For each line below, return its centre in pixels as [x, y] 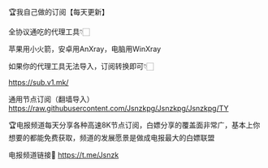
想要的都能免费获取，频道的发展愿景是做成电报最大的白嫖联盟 [112, 138]
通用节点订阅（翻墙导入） [51, 99]
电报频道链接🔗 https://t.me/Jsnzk [64, 155]
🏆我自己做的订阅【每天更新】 [59, 12]
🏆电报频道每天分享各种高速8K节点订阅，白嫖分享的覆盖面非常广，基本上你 [134, 125]
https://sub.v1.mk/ [39, 82]
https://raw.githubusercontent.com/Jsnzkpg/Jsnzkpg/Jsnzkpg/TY [119, 108]
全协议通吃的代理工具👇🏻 [50, 32]
